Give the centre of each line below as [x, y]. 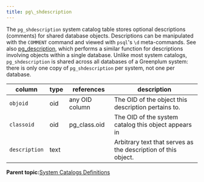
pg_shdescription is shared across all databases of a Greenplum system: [97, 61]
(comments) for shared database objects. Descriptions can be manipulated [100, 35]
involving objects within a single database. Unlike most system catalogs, [97, 55]
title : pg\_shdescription [39, 12]
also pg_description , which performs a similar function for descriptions [95, 49]
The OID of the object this [151, 99]
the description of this [146, 149]
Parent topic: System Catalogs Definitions [58, 172]
